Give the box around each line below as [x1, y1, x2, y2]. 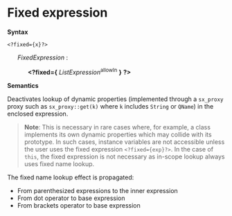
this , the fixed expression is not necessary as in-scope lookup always [24, 152, 225, 161]
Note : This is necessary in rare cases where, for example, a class [24, 123, 211, 131]
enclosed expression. [7, 109, 69, 118]
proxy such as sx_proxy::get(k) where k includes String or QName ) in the [7, 102, 214, 110]
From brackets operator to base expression [17, 201, 141, 209]
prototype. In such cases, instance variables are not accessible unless [24, 137, 225, 146]
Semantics [7, 81, 39, 89]
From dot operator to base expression [17, 194, 126, 202]
